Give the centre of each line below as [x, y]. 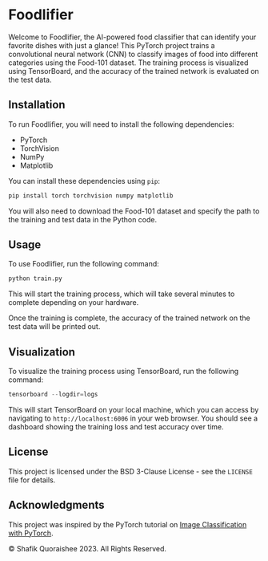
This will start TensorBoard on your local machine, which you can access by [134, 410]
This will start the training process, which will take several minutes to [122, 294]
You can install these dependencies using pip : [84, 181]
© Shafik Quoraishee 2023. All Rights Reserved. [87, 548]
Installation [37, 105]
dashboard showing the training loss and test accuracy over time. [116, 427]
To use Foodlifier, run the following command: [84, 264]
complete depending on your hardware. [74, 303]
